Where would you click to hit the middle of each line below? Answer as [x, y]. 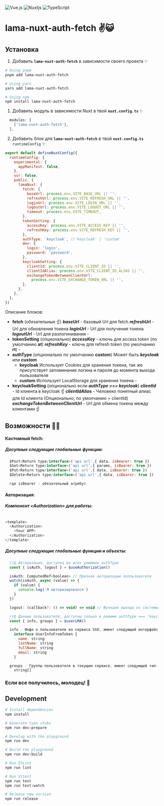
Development [26, 698]
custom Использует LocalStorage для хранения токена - [78, 380]
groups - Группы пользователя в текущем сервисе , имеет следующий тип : [84, 666]
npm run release [21, 799]
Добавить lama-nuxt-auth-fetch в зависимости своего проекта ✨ [80, 61]
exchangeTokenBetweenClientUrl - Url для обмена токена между [80, 403]
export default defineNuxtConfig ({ [41, 153]
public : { [24, 180]
